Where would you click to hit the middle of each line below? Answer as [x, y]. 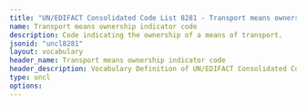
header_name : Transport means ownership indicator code [117, 60]
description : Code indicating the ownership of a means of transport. [146, 35]
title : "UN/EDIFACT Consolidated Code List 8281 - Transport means [140, 18]
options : [26, 86]
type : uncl [30, 78]
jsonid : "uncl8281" [46, 43]
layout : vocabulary [46, 52]
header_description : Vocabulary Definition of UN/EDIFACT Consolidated [148, 69]
